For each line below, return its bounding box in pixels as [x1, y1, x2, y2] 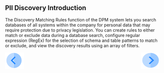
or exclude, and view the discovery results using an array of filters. [5, 42, 140, 48]
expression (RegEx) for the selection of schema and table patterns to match [5, 37, 158, 43]
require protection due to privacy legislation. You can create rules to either [5, 27, 155, 33]
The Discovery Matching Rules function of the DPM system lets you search [5, 17, 157, 22]
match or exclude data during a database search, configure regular [5, 32, 141, 38]
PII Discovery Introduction [5, 4, 87, 12]
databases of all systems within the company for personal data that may [5, 22, 151, 28]
